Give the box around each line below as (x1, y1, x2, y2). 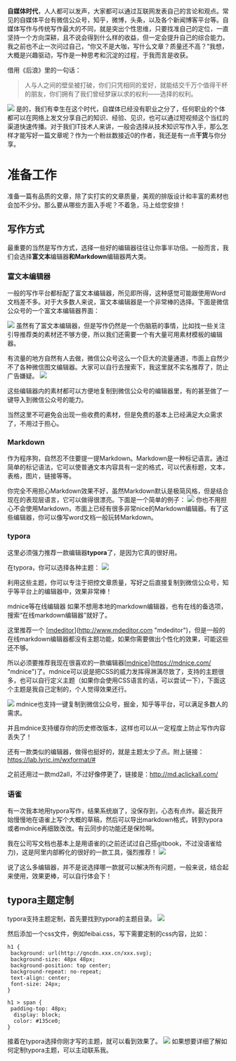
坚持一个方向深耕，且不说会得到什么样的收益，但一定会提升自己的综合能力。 (7, 33, 229, 42)
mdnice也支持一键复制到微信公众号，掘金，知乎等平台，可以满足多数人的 (15, 699, 228, 708)
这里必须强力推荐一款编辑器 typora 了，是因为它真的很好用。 (7, 548, 181, 556)
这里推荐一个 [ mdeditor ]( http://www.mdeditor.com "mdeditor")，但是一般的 (7, 625, 225, 634)
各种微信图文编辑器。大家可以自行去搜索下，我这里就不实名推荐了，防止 (19, 363, 229, 372)
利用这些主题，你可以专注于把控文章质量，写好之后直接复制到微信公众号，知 (7, 578, 229, 587)
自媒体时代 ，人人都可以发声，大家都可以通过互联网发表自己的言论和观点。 (7, 7, 223, 15)
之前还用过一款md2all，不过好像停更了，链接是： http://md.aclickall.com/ (7, 770, 218, 778)
